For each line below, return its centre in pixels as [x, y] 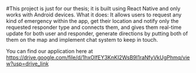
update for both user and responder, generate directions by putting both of [97, 34]
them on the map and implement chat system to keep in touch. [82, 40]
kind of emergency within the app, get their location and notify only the [92, 21]
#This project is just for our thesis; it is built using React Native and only [93, 9]
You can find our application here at [50, 51]
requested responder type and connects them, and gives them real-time [94, 27]
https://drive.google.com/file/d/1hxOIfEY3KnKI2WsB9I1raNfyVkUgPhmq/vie [98, 57]
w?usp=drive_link [27, 64]
